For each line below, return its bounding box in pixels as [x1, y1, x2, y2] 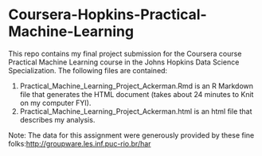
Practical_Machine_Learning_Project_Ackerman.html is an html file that [19, 106, 252, 116]
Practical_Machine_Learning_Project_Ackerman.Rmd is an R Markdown [19, 81, 253, 91]
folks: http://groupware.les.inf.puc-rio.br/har [8, 138, 151, 148]
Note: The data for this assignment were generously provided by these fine [8, 130, 255, 140]
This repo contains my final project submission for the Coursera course [8, 49, 242, 58]
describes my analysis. [19, 115, 96, 124]
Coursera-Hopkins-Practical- [8, 6, 207, 24]
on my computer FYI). [19, 98, 92, 107]
